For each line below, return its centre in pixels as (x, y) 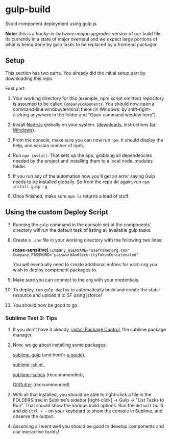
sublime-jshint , (28, 365)
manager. (23, 335)
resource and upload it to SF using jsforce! (57, 295)
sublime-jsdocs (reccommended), (48, 374)
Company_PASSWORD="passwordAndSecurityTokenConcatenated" (76, 255)
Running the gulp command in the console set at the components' (82, 225)
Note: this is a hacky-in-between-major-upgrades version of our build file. (84, 33)
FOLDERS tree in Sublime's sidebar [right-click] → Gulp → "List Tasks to (88, 400)
